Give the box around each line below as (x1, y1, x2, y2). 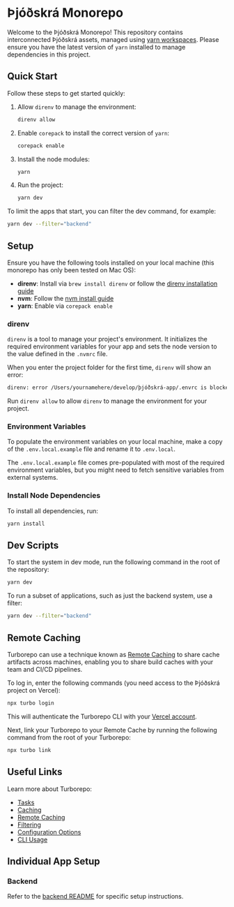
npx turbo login (7, 700, 54, 707)
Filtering (17, 820, 42, 829)
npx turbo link (7, 746, 52, 753)
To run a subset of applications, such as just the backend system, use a (7, 591, 213, 600)
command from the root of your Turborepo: (7, 733, 131, 742)
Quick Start (7, 71, 58, 82)
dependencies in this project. (7, 50, 91, 59)
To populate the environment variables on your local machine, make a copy (7, 438, 223, 446)
